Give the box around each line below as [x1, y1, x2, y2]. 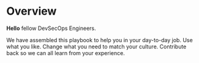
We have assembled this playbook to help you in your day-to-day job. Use [6, 36, 193, 43]
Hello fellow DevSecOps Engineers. [6, 24, 96, 32]
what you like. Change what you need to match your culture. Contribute [6, 43, 187, 50]
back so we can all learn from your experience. [6, 49, 126, 56]
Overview [6, 4, 57, 18]
